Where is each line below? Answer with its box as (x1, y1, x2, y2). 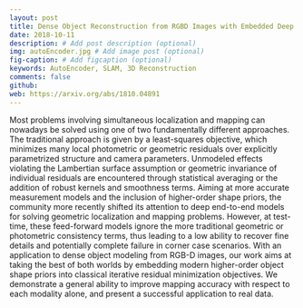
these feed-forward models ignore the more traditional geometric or (30, 220, 284, 232)
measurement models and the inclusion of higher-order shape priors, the (9, 192, 282, 203)
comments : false (9, 73, 71, 82)
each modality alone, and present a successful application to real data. (9, 288, 274, 299)
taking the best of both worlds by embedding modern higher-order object (9, 259, 284, 270)
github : (9, 81, 39, 90)
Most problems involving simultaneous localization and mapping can (9, 114, 266, 125)
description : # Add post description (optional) (9, 38, 197, 48)
